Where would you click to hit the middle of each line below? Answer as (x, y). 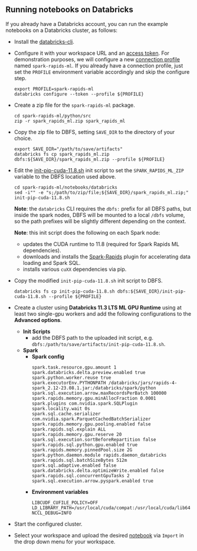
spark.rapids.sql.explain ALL (69, 429)
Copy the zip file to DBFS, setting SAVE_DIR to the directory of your (94, 132)
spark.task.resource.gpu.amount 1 (74, 367)
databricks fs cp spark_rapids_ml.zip (62, 154)
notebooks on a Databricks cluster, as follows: (62, 30)
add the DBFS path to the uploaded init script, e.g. (93, 337)
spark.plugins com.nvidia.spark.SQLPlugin (85, 404)
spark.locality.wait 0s (61, 409)
